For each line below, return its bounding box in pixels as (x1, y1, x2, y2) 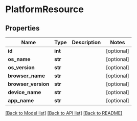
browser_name (8, 72, 45, 79)
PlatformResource (5, 4, 84, 15)
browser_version (8, 80, 50, 87)
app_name (8, 97, 34, 104)
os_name (8, 56, 31, 63)
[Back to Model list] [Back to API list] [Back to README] (5, 110, 123, 116)
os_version (8, 64, 35, 71)
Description (72, 39, 101, 46)
